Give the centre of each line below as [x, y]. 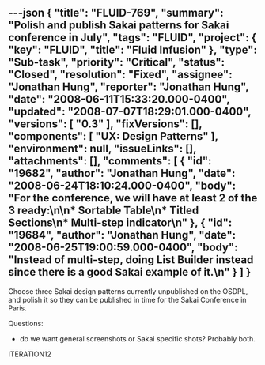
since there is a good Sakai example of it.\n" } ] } [130, 272]
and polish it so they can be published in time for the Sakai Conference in [127, 299]
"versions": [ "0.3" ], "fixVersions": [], [105, 124]
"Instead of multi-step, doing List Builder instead [131, 260]
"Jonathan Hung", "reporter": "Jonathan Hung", [129, 87]
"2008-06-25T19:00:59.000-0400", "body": [123, 248]
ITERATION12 [30, 354]
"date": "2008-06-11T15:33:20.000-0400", [119, 99]
